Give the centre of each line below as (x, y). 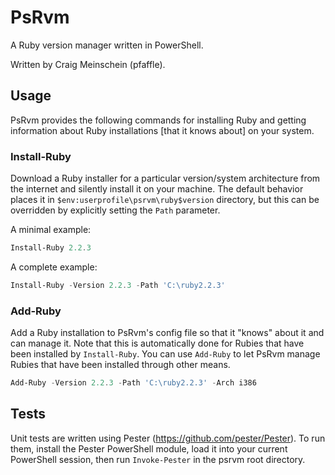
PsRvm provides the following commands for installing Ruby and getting (158, 120)
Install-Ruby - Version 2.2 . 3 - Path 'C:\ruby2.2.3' (118, 285)
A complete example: (54, 267)
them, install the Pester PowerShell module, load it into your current (149, 448)
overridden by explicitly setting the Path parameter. (115, 210)
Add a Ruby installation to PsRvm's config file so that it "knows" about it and (167, 333)
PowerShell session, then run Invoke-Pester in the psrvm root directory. (158, 459)
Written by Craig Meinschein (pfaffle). (88, 64)
